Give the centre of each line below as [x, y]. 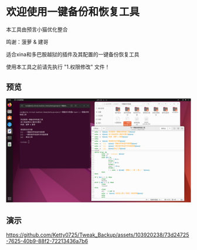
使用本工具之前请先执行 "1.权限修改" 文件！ [58, 67]
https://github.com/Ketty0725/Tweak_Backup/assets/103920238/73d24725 [98, 235]
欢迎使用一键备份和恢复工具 [73, 12]
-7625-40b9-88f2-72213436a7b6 [47, 241]
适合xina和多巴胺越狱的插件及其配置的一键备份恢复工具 [73, 54]
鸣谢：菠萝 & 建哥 [27, 42]
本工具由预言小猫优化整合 [37, 29]
